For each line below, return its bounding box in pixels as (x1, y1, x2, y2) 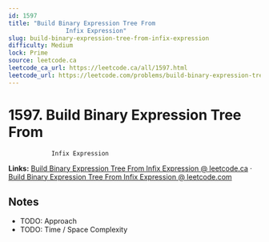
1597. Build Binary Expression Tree (8, 106, 242, 124)
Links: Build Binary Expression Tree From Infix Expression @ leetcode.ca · (8, 163, 252, 173)
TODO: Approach (19, 216, 78, 226)
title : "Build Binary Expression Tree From (8, 19, 156, 27)
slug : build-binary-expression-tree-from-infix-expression (8, 34, 210, 42)
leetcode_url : (8, 71, 56, 79)
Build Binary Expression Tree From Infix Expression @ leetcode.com (8, 171, 232, 181)
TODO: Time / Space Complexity (19, 225, 128, 235)
